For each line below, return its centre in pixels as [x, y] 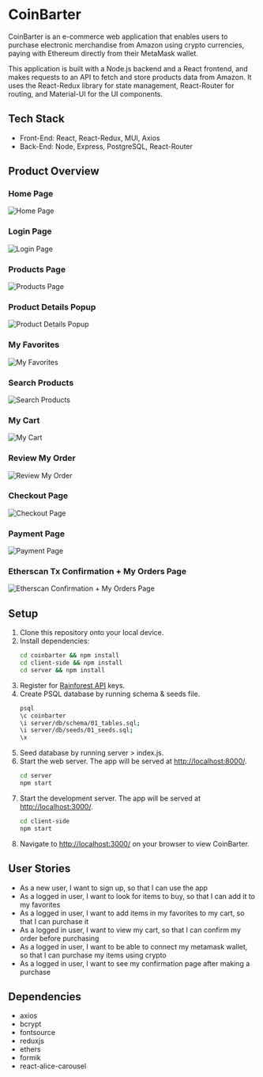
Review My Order [42, 459]
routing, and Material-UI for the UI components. [86, 93]
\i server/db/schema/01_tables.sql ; [80, 723]
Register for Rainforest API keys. [72, 685]
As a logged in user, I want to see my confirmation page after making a [135, 963]
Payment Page [37, 534]
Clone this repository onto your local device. [92, 633]
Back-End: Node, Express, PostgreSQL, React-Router [106, 146]
